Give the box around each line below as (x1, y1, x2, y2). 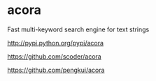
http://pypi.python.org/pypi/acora (7, 38, 104, 47)
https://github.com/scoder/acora (7, 52, 101, 61)
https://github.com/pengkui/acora (7, 66, 105, 74)
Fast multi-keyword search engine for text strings (7, 25, 150, 34)
